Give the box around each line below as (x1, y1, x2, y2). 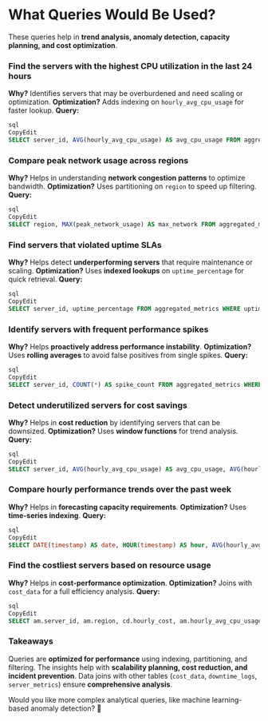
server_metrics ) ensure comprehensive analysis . (8, 679, 173, 689)
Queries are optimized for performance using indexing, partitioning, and (8, 654, 247, 663)
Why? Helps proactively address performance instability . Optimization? (8, 342, 252, 351)
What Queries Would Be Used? (8, 6, 216, 24)
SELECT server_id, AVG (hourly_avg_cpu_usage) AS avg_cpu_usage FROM (8, 136, 241, 144)
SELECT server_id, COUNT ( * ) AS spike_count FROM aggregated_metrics (8, 380, 241, 388)
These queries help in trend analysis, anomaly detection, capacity (8, 32, 231, 42)
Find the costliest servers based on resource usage (8, 560, 211, 571)
